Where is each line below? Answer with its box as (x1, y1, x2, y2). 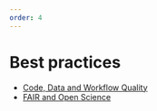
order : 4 (9, 13, 43, 23)
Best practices (9, 51, 121, 72)
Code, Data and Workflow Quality (22, 82, 148, 93)
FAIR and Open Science (22, 91, 112, 102)
